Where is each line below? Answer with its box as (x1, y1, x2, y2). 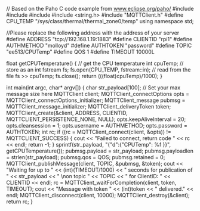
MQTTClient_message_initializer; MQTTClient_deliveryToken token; (6, 103, 171, 110)
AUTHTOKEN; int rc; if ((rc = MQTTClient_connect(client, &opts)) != (6, 128, 172, 135)
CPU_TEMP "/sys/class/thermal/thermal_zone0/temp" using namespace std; (6, 18, 194, 24)
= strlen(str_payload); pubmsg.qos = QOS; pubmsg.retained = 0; (6, 154, 165, 160)
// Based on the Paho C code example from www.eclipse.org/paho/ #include (6, 5, 194, 12)
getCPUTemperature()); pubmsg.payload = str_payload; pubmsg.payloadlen (6, 147, 194, 154)
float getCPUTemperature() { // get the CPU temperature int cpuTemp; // (6, 60, 184, 67)
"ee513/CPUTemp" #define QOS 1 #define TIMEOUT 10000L (6, 48, 155, 55)
